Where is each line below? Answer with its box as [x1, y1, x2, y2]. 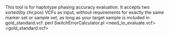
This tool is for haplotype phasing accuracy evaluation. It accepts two [5, 4, 150, 10]
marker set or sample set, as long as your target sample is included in [5, 15, 150, 20]
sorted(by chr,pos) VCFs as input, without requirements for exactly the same [5, 9, 164, 15]
